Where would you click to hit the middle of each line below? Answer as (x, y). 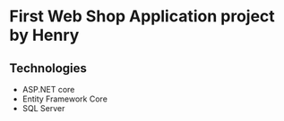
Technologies (48, 68)
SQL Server (43, 108)
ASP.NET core (48, 89)
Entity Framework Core (65, 99)
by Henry (44, 35)
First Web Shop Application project (142, 16)
